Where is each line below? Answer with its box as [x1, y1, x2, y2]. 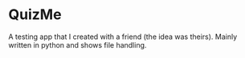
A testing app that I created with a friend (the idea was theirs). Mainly [8, 32, 238, 41]
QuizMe [8, 6, 62, 24]
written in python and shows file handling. [8, 40, 147, 49]
